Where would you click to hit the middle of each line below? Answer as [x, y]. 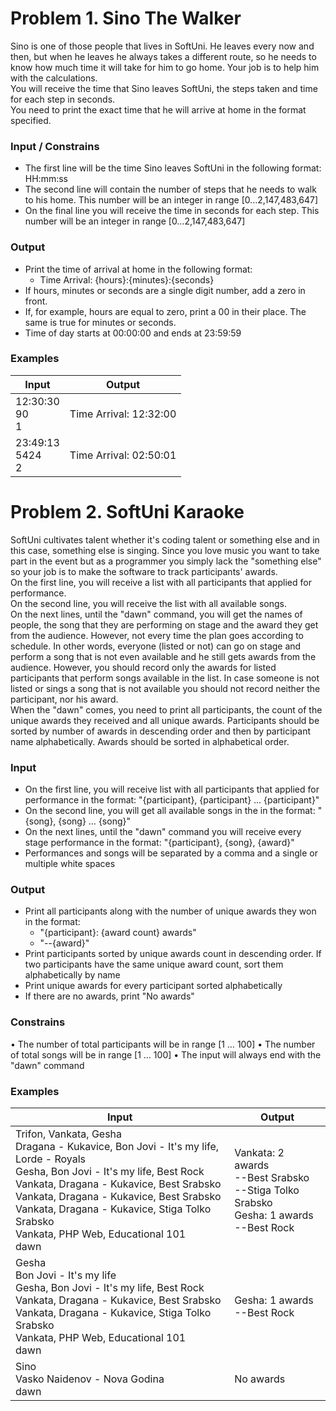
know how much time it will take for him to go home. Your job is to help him [165, 67]
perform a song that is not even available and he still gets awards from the [163, 656]
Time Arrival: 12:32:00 [123, 414]
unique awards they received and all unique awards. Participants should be [165, 720]
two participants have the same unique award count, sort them [154, 964]
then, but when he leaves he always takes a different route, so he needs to [163, 56]
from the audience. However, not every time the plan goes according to [157, 635]
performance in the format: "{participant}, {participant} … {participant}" [172, 800]
